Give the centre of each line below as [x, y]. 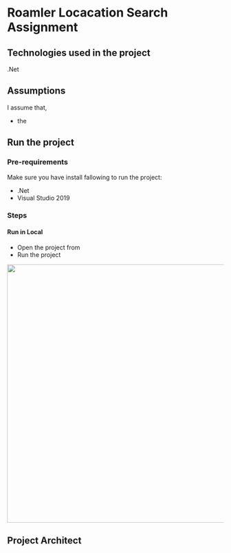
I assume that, [27, 107]
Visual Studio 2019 [43, 198]
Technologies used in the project [79, 53]
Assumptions [36, 91]
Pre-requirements [38, 162]
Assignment [43, 27]
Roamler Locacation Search [88, 13]
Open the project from [48, 247]
